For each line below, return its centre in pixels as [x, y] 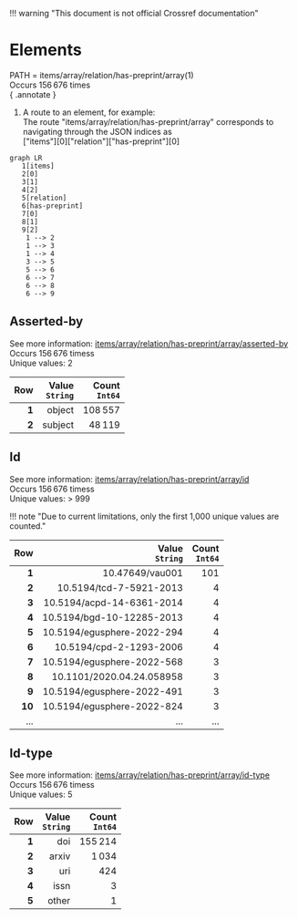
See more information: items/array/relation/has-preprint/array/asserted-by [149, 343]
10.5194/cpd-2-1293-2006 [119, 646]
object [61, 409]
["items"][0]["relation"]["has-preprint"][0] [101, 141]
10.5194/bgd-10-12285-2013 [113, 617]
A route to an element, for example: [89, 112]
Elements [46, 50]
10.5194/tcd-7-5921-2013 [120, 587]
